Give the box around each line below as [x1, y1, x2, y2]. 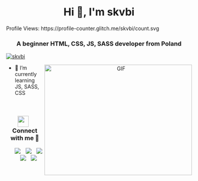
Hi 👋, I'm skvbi [63, 5, 135, 19]
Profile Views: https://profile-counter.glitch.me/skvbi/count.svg [6, 25, 160, 32]
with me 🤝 [10, 134, 39, 142]
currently [14, 71, 37, 78]
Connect [12, 127, 38, 135]
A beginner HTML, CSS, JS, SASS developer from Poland [16, 40, 181, 48]
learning [14, 77, 35, 84]
